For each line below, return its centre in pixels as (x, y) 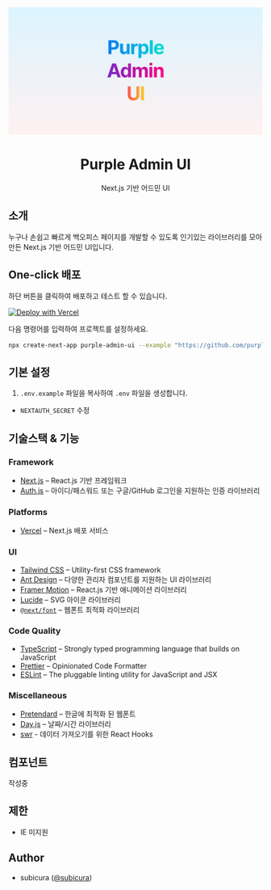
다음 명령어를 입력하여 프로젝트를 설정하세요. (79, 329)
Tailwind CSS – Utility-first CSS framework (90, 570)
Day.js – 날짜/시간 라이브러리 (65, 724)
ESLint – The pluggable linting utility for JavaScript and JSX (119, 674)
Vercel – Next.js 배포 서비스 (64, 531)
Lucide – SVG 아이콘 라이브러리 (70, 599)
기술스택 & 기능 (44, 439)
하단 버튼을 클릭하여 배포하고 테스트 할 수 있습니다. (88, 296)
